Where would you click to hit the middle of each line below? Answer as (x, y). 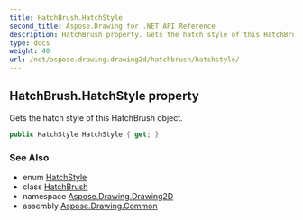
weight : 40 (30, 51)
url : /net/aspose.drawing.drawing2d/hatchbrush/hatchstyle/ (125, 60)
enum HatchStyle (55, 177)
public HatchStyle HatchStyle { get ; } (84, 134)
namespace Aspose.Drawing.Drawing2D (98, 196)
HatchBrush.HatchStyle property (105, 96)
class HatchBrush (55, 187)
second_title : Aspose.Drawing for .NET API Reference (113, 26)
